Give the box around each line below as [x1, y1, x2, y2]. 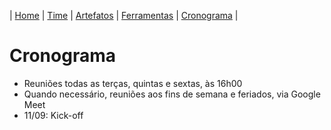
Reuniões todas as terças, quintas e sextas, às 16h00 [23, 77, 243, 89]
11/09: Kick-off [23, 109, 84, 121]
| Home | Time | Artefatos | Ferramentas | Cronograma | [9, 10, 239, 21]
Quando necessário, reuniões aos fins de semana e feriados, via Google [23, 88, 321, 100]
